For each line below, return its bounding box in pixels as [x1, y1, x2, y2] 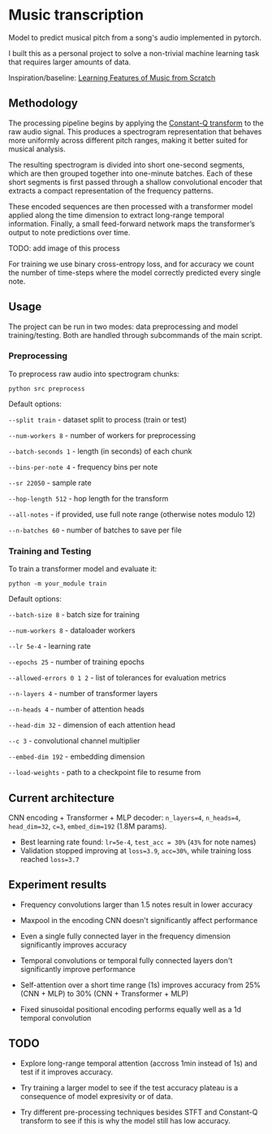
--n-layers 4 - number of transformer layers [8, 689, 158, 698]
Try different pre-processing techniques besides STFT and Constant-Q [19, 1107, 258, 1117]
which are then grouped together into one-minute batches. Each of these [8, 169, 253, 178]
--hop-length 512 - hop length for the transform [8, 493, 169, 503]
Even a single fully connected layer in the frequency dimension [19, 930, 231, 941]
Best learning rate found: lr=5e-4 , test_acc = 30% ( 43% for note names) [19, 837, 257, 847]
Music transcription [8, 6, 145, 24]
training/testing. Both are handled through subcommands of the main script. [8, 330, 262, 339]
